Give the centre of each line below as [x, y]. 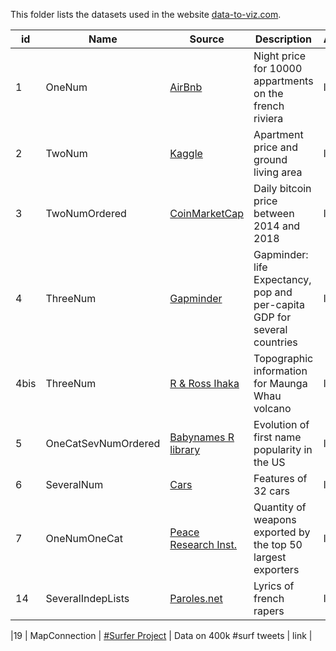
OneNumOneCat [84, 538]
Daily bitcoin [282, 188]
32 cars [271, 491]
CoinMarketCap [207, 213]
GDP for [272, 317]
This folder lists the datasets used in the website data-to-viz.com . [146, 14]
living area [278, 172]
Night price [280, 56]
